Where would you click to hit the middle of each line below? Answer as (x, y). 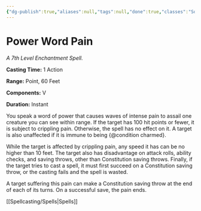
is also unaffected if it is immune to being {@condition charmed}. (86, 134)
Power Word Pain (50, 41)
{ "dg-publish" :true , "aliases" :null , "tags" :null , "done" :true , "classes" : (97, 12)
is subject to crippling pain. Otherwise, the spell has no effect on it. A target (99, 129)
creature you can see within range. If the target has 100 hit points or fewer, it (100, 122)
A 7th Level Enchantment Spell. (45, 58)
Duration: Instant (28, 104)
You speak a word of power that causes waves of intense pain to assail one (99, 116)
